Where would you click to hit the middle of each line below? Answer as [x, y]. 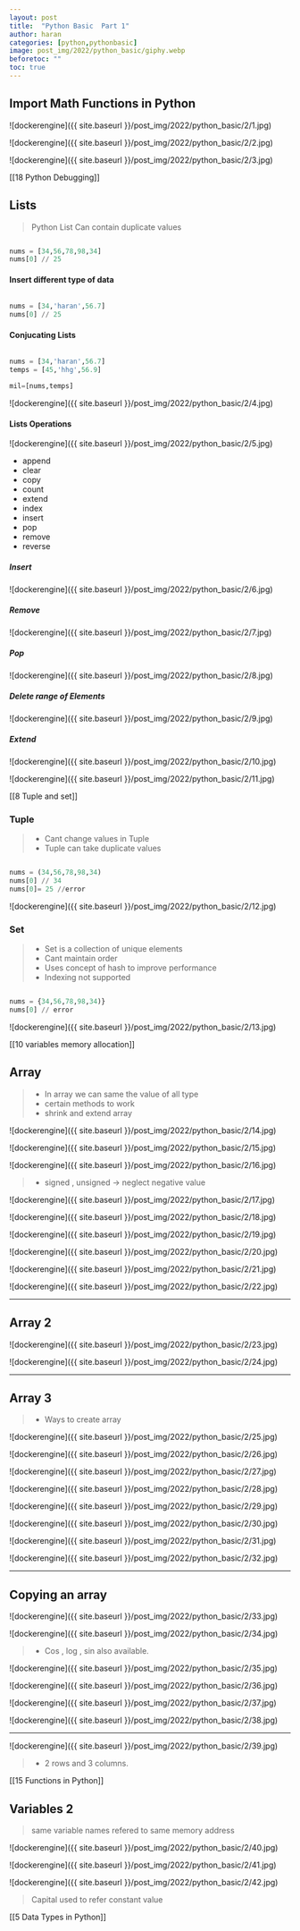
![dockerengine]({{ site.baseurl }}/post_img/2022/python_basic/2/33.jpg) [144, 1616]
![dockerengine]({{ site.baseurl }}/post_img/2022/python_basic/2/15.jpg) [143, 1148]
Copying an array [58, 1594]
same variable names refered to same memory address [133, 1831]
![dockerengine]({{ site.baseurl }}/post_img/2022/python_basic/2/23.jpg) [144, 1344]
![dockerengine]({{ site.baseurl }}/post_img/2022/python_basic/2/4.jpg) [142, 403]
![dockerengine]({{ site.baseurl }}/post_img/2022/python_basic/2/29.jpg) [144, 1506]
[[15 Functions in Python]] [57, 1781]
